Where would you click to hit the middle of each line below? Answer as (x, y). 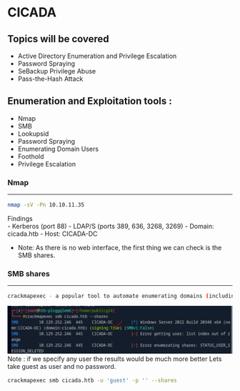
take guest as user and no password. (62, 366)
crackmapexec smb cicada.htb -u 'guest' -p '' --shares (92, 380)
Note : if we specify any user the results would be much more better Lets (115, 359)
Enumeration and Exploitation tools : (90, 101)
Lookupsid (33, 134)
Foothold (31, 156)
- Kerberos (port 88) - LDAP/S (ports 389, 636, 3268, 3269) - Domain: (111, 226)
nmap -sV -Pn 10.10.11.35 (46, 205)
